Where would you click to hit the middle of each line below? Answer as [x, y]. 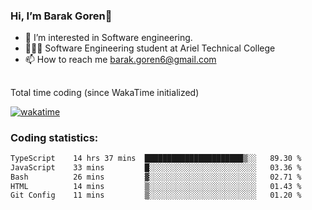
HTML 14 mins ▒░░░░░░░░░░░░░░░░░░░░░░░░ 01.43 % [156, 186]
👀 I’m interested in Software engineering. [108, 38]
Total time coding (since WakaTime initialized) [105, 92]
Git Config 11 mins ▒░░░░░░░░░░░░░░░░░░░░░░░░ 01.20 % [156, 195]
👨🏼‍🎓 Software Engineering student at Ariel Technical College [150, 48]
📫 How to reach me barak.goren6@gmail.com [120, 60]
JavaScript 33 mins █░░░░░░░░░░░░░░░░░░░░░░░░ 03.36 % [156, 167]
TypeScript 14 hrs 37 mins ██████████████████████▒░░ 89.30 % [156, 158]
